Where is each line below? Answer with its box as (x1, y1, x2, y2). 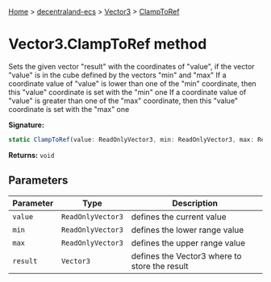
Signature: (8, 120, 44, 130)
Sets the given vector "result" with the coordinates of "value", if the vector (8, 61, 256, 71)
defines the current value (131, 211, 227, 222)
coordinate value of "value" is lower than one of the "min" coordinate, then (8, 78, 256, 88)
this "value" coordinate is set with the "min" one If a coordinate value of (8, 87, 247, 97)
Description (172, 197, 219, 209)
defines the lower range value (131, 224, 244, 235)
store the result (131, 260, 189, 272)
